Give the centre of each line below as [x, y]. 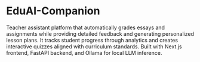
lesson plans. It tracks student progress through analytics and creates [92, 40]
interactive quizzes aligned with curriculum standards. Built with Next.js [94, 46]
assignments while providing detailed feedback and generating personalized [100, 33]
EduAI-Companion [53, 11]
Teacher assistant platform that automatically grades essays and [86, 27]
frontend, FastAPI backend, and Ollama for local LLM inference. [84, 52]
